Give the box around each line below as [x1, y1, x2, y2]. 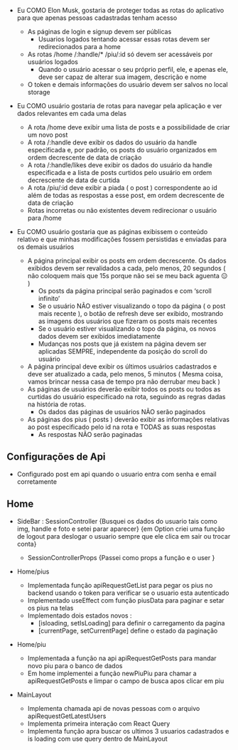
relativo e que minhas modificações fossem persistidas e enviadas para [16, 235, 227, 243]
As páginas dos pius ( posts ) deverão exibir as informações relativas [27, 416, 230, 423]
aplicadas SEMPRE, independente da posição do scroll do [38, 347, 207, 355]
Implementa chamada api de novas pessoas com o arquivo [27, 704, 200, 712]
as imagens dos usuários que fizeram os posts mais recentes [38, 317, 217, 325]
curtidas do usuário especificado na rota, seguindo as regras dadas [27, 393, 226, 401]
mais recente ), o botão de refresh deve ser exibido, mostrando [38, 310, 224, 317]
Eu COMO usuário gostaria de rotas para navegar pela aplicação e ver [16, 102, 222, 110]
